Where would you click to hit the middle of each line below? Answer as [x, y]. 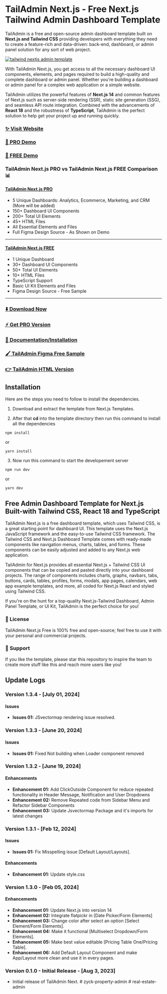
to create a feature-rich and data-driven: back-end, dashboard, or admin [80, 44]
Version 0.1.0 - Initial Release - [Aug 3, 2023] [60, 971]
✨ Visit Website [24, 128]
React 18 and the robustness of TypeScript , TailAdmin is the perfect [75, 110]
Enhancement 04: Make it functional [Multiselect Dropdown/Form [80, 932]
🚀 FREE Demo [22, 155]
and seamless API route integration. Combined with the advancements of [80, 105]
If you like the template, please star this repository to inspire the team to [79, 659]
